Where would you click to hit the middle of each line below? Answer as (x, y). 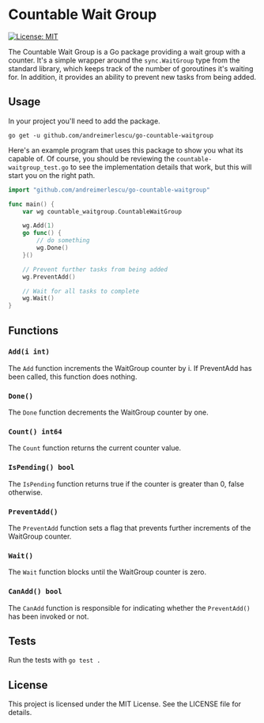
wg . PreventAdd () (49, 277)
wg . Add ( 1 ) (39, 226)
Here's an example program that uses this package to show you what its (126, 150)
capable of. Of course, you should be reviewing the (92, 158)
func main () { (32, 204)
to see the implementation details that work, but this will (161, 167)
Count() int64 (35, 432)
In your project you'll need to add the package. (84, 121)
